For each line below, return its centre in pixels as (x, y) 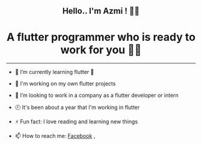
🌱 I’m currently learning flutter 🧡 (54, 72)
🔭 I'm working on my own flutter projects (65, 84)
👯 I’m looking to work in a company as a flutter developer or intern (97, 95)
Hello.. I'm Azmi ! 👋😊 (101, 11)
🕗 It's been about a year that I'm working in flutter (77, 107)
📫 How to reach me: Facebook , (55, 136)
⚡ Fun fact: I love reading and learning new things (76, 122)
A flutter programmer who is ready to (101, 37)
